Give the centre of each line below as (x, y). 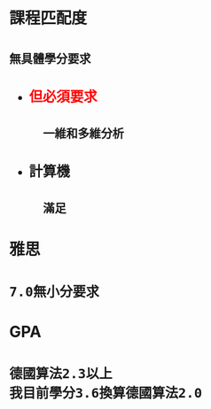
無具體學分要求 (50, 59)
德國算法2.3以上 (61, 373)
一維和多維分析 (83, 134)
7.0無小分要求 (54, 293)
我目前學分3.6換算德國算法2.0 (105, 393)
